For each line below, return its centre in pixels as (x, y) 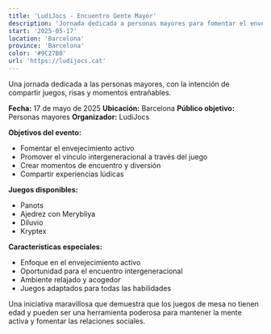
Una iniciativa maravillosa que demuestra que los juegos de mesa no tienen (134, 303)
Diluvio (31, 222)
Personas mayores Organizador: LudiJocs (79, 116)
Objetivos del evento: (45, 132)
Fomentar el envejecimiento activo (77, 148)
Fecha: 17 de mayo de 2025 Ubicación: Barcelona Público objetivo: (122, 108)
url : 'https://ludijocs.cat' (57, 61)
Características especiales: (55, 247)
